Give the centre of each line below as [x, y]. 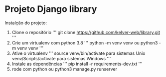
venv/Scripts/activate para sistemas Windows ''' [61, 58]
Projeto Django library [51, 9]
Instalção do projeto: [26, 23]
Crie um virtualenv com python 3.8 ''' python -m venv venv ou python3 [85, 42]
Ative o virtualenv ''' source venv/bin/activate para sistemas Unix [79, 53]
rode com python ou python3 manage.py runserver [65, 69]
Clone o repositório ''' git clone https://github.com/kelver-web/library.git [86, 32]
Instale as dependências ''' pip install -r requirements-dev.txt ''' [77, 64]
